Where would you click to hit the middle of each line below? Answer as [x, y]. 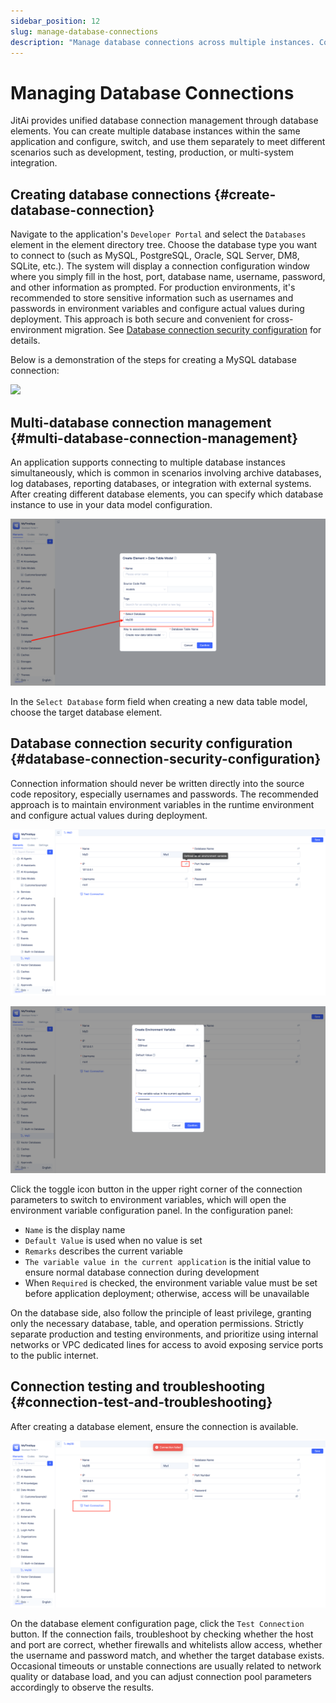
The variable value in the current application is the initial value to [168, 1262]
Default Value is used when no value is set [113, 1241]
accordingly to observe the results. [82, 1687]
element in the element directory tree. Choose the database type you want [164, 245]
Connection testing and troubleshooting [138, 1386]
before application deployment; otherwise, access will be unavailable [167, 1294]
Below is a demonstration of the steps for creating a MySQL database [153, 360]
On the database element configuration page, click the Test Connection [157, 1623]
